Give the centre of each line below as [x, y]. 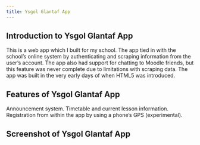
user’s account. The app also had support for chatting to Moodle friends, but [100, 63]
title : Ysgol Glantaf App [38, 12]
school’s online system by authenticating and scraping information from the [99, 57]
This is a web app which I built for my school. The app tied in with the [91, 50]
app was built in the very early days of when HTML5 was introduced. [91, 76]
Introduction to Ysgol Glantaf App [70, 36]
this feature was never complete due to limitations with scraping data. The [97, 69]
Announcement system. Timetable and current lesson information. [87, 109]
